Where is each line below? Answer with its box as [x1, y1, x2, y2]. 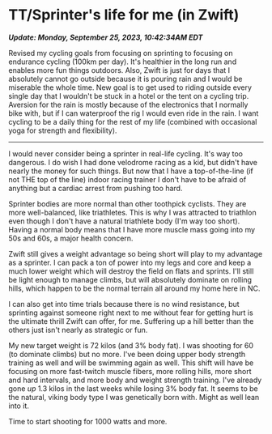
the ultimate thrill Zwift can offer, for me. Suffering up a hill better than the [8, 316, 254, 325]
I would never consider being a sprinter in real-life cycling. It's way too [8, 148, 243, 159]
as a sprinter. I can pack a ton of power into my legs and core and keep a [8, 257, 252, 267]
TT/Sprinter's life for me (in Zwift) [8, 6, 240, 24]
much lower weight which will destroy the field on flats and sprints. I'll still [8, 266, 254, 276]
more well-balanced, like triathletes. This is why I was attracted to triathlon [8, 207, 257, 217]
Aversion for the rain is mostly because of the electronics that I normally [8, 100, 249, 109]
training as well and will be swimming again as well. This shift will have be [8, 358, 254, 368]
